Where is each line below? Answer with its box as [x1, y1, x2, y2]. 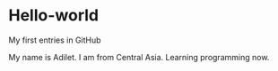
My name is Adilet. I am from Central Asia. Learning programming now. [8, 51, 270, 62]
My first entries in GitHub [8, 35, 101, 45]
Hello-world [8, 5, 100, 26]
